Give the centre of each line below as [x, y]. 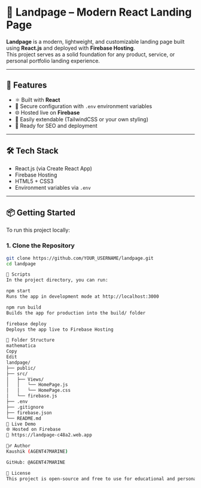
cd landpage [21, 264]
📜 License [19, 473]
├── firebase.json [29, 413]
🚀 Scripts [19, 275]
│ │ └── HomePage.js [37, 385]
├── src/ [17, 374]
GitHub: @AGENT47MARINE [36, 462]
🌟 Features [27, 86]
